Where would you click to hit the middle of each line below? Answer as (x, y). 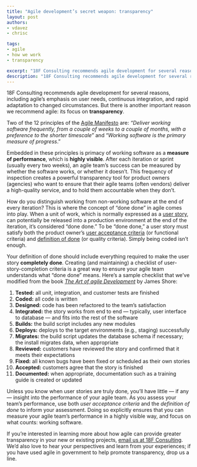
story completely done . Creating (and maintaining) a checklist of (85, 263)
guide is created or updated (49, 380)
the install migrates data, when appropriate (67, 343)
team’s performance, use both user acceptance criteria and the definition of (98, 404)
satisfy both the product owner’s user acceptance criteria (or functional (93, 233)
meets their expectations (45, 355)
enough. (17, 245)
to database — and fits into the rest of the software (77, 318)
